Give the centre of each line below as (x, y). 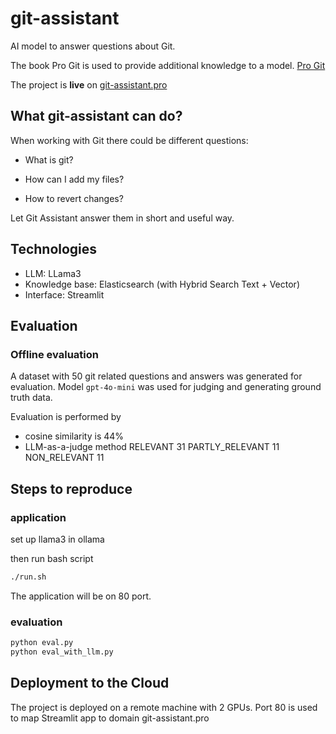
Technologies (54, 249)
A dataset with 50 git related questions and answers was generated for (156, 376)
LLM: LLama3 (53, 273)
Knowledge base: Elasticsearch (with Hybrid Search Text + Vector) (162, 284)
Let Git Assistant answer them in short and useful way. (122, 218)
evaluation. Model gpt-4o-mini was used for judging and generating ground (166, 387)
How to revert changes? (74, 198)
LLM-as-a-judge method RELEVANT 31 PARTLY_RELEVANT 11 (152, 447)
